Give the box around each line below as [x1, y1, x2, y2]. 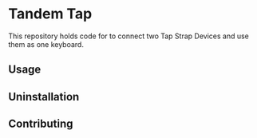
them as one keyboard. [8, 39, 84, 49]
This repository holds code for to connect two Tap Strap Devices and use [8, 31, 250, 41]
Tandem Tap [8, 5, 93, 23]
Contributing [8, 117, 73, 131]
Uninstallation [8, 89, 80, 104]
